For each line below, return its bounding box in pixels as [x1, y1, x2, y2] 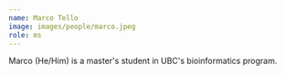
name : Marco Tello [8, 13, 79, 23]
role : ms [8, 30, 42, 39]
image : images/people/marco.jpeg [8, 22, 136, 31]
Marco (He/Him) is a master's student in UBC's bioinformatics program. [8, 56, 278, 67]
